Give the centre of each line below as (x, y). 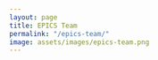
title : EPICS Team (43, 26)
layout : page (33, 17)
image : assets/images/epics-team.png (79, 42)
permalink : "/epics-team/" (59, 34)
